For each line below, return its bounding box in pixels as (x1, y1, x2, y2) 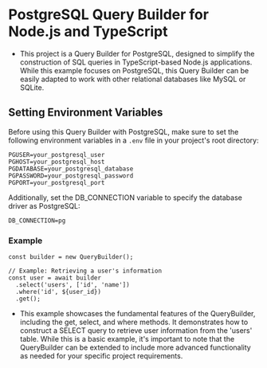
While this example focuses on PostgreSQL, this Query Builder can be (19, 65, 249, 75)
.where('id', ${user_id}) (15, 288, 102, 296)
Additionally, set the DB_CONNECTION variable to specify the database (8, 193, 243, 202)
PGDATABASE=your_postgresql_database (8, 165, 134, 173)
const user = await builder (8, 274, 102, 282)
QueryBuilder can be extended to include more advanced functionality (19, 343, 251, 352)
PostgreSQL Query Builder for (8, 6, 210, 24)
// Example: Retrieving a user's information (8, 267, 162, 276)
